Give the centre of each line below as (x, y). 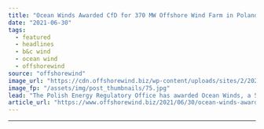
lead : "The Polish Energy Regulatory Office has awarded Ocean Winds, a (130, 95)
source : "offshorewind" (47, 73)
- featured (33, 37)
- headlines (35, 45)
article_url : (29, 102)
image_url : (26, 81)
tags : (17, 30)
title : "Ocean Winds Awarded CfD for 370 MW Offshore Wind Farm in (121, 15)
